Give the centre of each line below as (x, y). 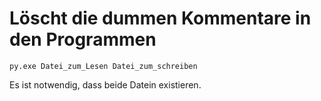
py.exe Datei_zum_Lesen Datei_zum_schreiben (103, 66)
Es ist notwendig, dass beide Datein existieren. (105, 84)
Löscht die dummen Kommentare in (160, 18)
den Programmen (83, 39)
